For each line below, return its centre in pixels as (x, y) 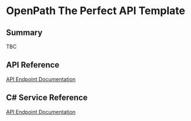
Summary (24, 33)
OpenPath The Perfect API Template (96, 11)
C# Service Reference (47, 98)
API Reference (33, 65)
